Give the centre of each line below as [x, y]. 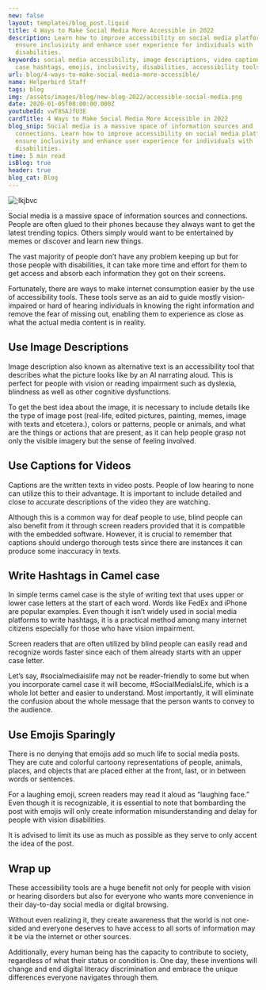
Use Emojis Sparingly [62, 735]
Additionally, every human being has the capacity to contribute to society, [129, 952]
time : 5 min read [37, 155]
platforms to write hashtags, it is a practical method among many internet [127, 620]
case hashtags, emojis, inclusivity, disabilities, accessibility [127, 67]
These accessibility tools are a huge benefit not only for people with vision [129, 887]
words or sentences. [42, 779]
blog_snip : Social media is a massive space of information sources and [131, 126]
